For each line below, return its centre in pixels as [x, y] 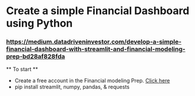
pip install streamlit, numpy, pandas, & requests [72, 87]
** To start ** [22, 69]
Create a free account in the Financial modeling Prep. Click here [92, 81]
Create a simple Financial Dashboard [98, 11]
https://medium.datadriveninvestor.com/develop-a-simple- [94, 42]
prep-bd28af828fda [36, 57]
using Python [39, 23]
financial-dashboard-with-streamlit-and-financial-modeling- [96, 49]
